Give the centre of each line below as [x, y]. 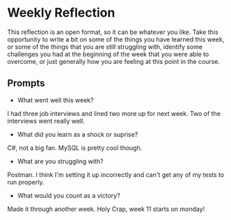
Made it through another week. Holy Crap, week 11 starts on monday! [106, 209]
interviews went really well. [46, 121]
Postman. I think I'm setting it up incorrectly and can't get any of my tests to [116, 174]
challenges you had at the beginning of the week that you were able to [108, 54]
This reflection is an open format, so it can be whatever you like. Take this [113, 32]
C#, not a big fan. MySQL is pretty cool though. [75, 148]
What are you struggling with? [60, 161]
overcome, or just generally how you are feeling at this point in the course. [114, 61]
